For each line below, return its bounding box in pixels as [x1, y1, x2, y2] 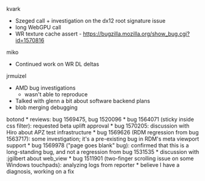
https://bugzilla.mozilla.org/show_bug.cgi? [83, 30, 190, 37]
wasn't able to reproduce [24, 91, 88, 98]
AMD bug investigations [15, 84, 76, 91]
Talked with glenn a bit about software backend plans [15, 98, 151, 104]
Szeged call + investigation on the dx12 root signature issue [15, 17, 166, 24]
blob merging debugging [15, 104, 78, 111]
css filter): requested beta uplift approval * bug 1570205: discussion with [6, 122, 190, 129]
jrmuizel [6, 72, 26, 79]
